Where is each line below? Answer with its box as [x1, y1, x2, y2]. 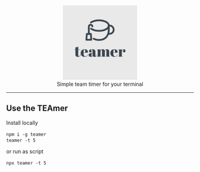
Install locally [6, 119, 39, 126]
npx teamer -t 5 [6, 160, 46, 166]
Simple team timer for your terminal [56, 80, 144, 87]
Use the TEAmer [6, 104, 68, 114]
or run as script [6, 148, 43, 155]
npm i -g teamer [6, 131, 46, 137]
